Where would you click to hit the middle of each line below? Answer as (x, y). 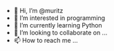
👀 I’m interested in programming (59, 18)
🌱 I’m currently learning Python (58, 25)
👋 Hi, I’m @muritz (38, 11)
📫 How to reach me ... (46, 40)
